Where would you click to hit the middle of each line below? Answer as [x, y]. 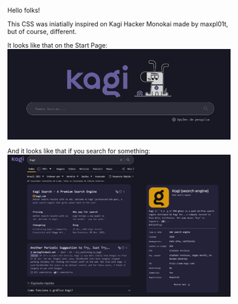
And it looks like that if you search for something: [79, 151]
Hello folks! [24, 10]
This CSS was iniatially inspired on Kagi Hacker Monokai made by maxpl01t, [118, 24]
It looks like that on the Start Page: [57, 45]
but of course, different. [42, 32]
